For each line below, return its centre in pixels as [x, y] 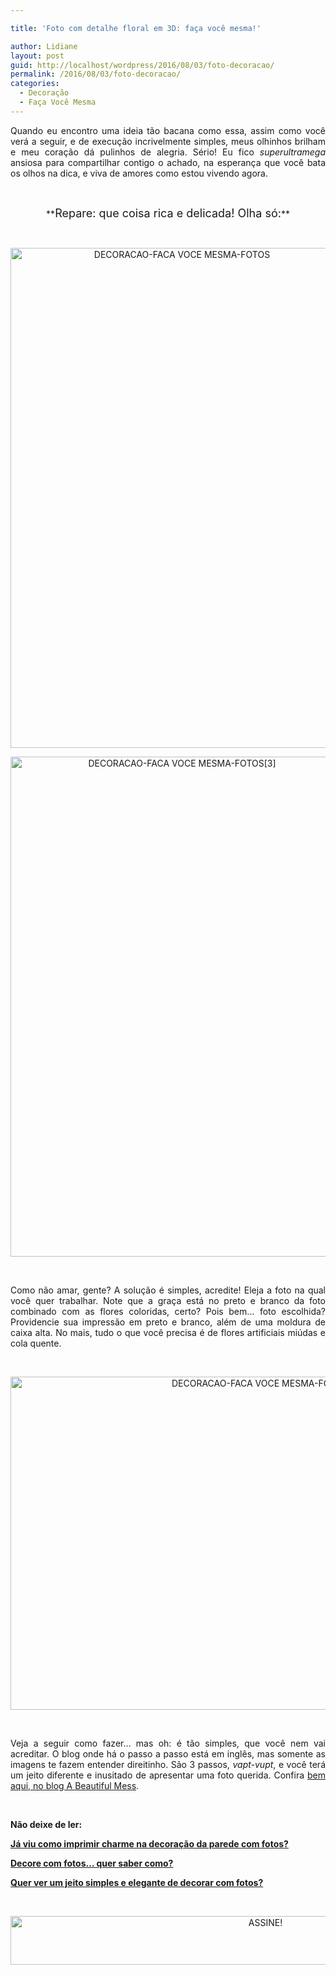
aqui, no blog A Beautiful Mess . [75, 1785]
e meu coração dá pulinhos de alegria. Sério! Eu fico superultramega [168, 152]
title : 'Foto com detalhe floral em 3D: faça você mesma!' [136, 28]
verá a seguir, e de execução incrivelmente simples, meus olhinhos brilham [168, 141]
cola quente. [36, 1343]
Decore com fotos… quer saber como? [92, 1863]
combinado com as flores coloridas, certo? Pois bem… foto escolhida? [168, 1311]
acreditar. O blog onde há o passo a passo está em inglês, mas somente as [168, 1753]
